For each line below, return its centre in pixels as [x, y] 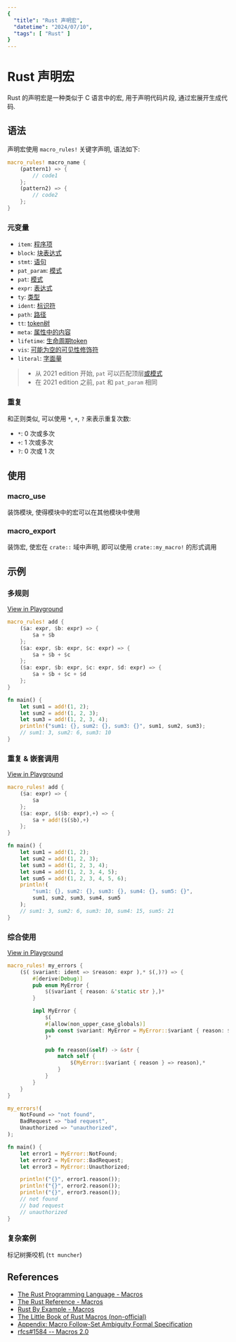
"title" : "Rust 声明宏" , [48, 20]
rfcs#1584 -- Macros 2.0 [53, 1331]
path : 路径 [32, 314]
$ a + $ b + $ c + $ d [59, 675]
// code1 [45, 175]
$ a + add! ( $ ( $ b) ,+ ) [61, 820]
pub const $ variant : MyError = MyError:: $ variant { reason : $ [138, 1030]
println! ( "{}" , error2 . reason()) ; [70, 1186]
